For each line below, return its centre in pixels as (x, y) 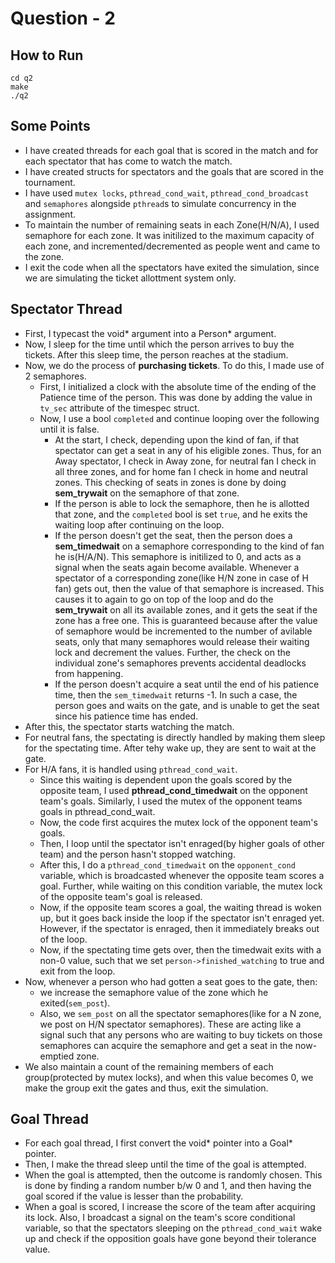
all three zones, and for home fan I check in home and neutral (181, 471)
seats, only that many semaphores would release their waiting (182, 641)
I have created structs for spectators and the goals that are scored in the (174, 171)
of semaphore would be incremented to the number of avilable (183, 631)
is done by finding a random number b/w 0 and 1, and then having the (168, 1186)
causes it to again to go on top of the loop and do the (164, 599)
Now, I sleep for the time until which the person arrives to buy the (159, 344)
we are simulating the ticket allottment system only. (130, 278)
